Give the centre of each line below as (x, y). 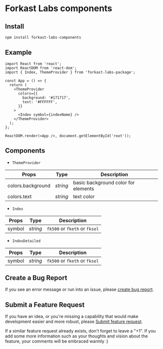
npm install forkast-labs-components (43, 37)
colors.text (20, 196)
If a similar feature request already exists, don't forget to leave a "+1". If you (81, 331)
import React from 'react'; (33, 63)
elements (84, 189)
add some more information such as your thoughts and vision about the (76, 336)
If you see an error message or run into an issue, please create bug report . (80, 289)
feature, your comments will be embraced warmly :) (57, 341)
